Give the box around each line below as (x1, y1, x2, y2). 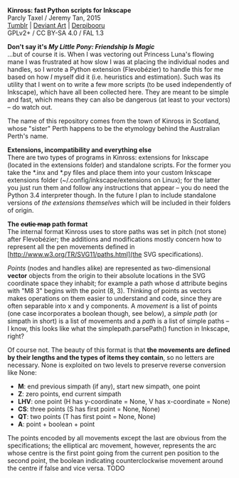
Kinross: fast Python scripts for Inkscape (7, 6, 132, 14)
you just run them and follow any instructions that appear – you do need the (7, 184, 229, 191)
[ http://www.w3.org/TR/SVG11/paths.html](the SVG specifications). (7, 250, 203, 258)
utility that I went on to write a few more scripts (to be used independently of (7, 80, 232, 88)
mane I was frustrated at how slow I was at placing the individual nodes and (7, 58, 230, 66)
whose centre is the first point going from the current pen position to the (7, 449, 220, 457)
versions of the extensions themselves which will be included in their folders (7, 198, 231, 207)
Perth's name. (7, 132, 48, 140)
